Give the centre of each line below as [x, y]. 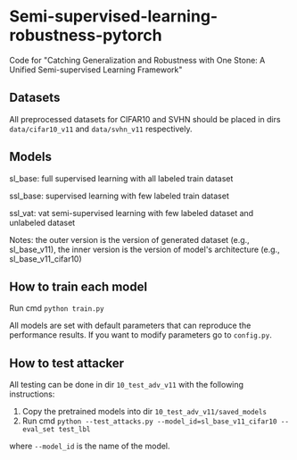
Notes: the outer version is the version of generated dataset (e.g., [129, 239]
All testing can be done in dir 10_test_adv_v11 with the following [126, 385]
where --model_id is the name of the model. [90, 446]
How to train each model [78, 286]
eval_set [38, 430]
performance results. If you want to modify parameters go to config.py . [140, 335]
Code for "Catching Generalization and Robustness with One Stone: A [137, 60]
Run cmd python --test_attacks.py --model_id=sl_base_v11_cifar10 [149, 421]
